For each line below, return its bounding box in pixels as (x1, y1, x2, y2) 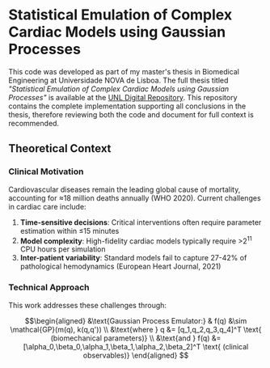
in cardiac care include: (8, 201, 86, 211)
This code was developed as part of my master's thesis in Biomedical (8, 66, 240, 76)
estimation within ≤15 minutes (19, 226, 120, 235)
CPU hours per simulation (19, 244, 107, 254)
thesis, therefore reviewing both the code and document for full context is (8, 109, 255, 119)
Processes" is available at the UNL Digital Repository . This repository (8, 92, 238, 102)
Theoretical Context (8, 142, 112, 155)
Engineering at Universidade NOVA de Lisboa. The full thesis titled (8, 75, 229, 85)
